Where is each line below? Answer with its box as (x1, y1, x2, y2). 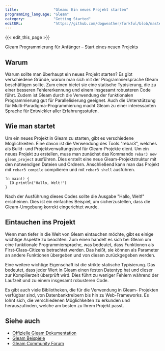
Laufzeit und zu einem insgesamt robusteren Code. (5, 277, 109, 283)
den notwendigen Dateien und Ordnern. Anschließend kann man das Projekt (5, 161, 160, 167)
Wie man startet (5, 122, 55, 130)
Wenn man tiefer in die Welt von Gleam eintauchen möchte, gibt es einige (5, 231, 154, 237)
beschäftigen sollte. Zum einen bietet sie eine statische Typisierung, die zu (5, 82, 156, 88)
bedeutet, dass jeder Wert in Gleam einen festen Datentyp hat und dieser (5, 267, 153, 273)
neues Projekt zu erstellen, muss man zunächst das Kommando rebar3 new (5, 151, 157, 157)
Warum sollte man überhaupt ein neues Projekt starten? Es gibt (5, 71, 133, 77)
